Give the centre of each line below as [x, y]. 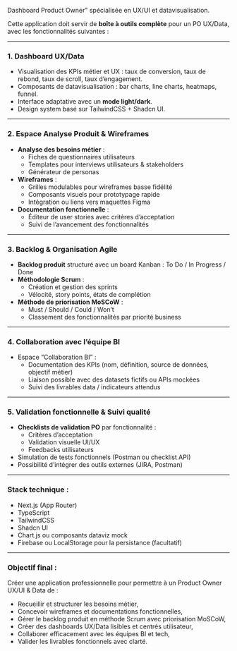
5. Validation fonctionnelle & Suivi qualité [79, 412]
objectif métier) [50, 372]
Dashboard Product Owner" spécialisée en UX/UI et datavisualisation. [109, 10]
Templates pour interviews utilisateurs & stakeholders [106, 164]
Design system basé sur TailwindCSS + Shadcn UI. [91, 109]
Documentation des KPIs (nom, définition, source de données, [119, 365]
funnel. [28, 94]
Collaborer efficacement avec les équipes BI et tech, [94, 634]
